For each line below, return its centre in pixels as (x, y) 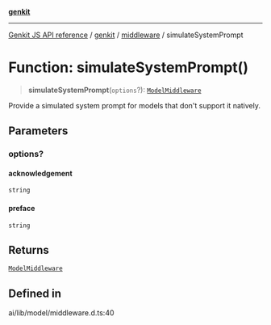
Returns (29, 250)
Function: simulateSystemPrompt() (128, 68)
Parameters (38, 131)
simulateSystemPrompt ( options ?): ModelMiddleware (115, 90)
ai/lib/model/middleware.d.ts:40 (61, 313)
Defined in (35, 293)
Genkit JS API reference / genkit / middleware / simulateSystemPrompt (126, 35)
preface (22, 209)
